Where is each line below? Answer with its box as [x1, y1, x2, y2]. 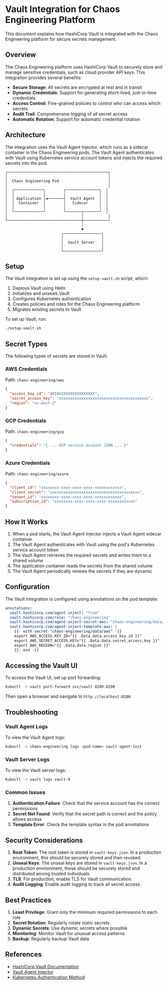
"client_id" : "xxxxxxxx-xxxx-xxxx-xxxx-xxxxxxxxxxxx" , [9, 485, 126, 490]
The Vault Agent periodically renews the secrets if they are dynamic [12, 568, 152, 574]
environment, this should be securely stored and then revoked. [12, 855, 141, 861]
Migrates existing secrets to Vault [12, 307, 81, 313]
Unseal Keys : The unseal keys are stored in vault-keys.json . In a [12, 860, 147, 866]
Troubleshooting [5, 708, 58, 716]
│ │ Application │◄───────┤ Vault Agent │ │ [5, 196, 108, 201]
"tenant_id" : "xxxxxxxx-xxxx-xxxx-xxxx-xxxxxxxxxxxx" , [9, 495, 126, 500]
